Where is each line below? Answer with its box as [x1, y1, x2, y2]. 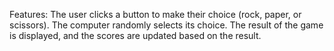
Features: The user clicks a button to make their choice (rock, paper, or [9, 9, 302, 20]
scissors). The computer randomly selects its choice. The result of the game [9, 19, 324, 31]
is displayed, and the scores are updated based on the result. [9, 30, 262, 41]
